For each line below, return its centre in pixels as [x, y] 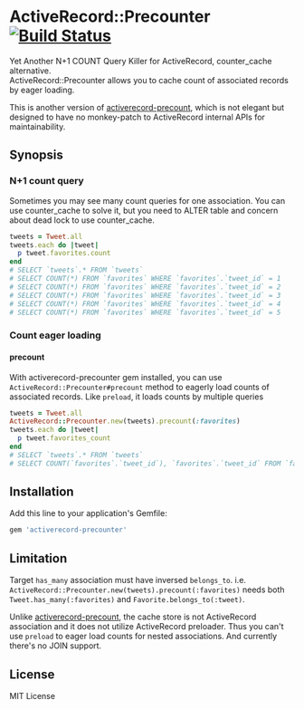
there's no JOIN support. [56, 646]
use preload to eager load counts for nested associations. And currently [143, 637]
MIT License [33, 695]
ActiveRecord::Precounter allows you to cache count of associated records [149, 80]
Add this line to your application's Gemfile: [88, 513]
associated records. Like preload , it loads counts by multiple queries [137, 397]
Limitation [38, 558]
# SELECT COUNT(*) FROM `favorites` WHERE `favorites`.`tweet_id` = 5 [145, 312]
